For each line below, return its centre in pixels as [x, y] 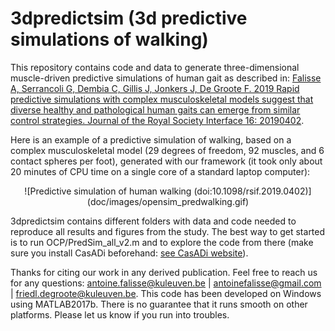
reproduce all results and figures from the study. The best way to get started [168, 231]
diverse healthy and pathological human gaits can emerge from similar [155, 109]
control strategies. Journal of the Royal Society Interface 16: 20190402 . [157, 120]
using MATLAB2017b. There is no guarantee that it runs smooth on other [159, 304]
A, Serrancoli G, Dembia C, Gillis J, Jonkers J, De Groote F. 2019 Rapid [155, 88]
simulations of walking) [109, 39]
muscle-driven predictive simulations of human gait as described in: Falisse [166, 78]
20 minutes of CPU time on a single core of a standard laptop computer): [160, 171]
